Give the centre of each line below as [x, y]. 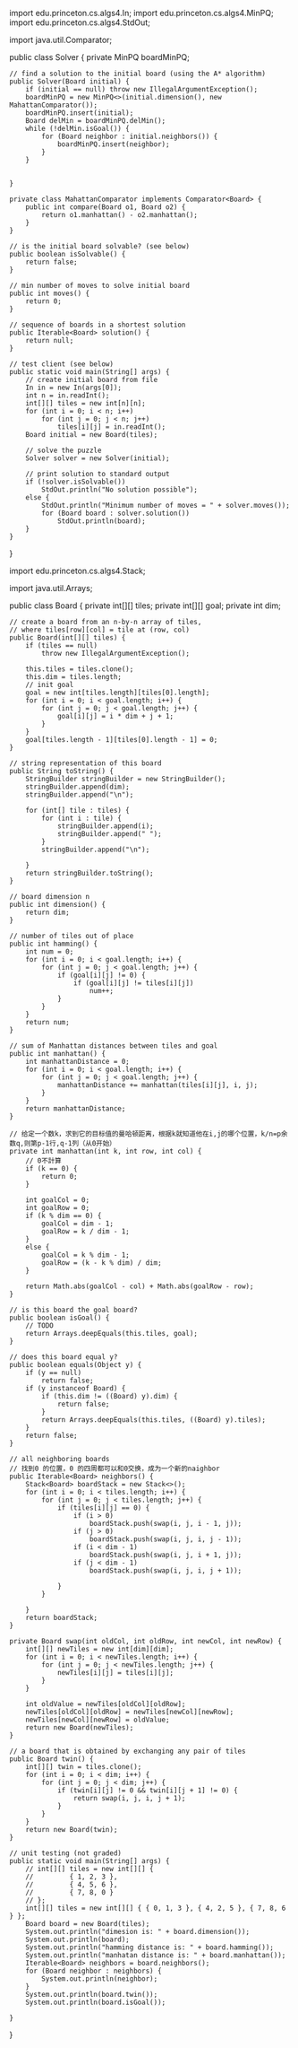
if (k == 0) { [51, 1169]
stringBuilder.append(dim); [77, 787]
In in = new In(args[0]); [74, 388]
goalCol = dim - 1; [78, 1224]
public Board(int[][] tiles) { [68, 638]
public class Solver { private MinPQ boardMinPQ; [100, 57]
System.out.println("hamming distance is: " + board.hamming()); [150, 1948]
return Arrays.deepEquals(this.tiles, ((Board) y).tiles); [154, 1420]
